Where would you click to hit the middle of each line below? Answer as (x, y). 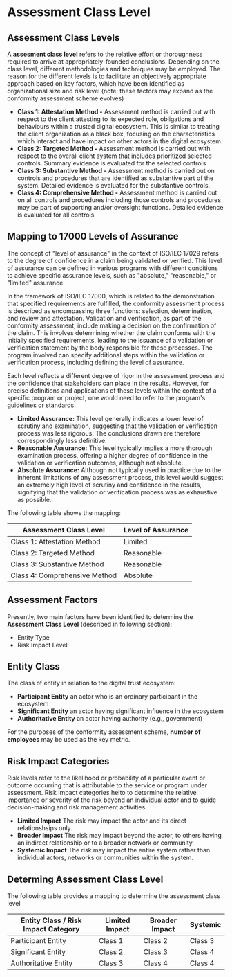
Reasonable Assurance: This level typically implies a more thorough (115, 448)
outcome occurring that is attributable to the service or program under (107, 785)
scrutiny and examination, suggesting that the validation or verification (117, 426)
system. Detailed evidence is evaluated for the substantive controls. (114, 185)
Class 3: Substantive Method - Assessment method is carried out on (116, 171)
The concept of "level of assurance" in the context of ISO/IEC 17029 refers (113, 253)
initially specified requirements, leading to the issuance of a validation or (110, 340)
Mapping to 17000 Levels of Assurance (93, 236)
